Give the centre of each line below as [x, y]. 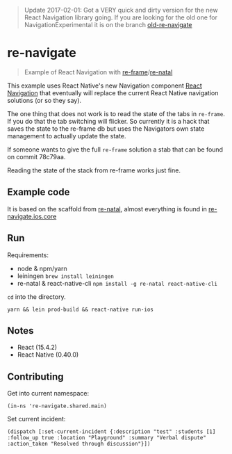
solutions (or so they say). [44, 100]
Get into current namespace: [48, 394]
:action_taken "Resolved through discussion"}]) [79, 444]
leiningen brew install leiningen [66, 276]
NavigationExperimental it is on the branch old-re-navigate [108, 25]
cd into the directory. [36, 297]
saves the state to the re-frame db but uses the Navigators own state [106, 129]
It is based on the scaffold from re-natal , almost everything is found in [107, 209]
